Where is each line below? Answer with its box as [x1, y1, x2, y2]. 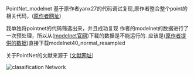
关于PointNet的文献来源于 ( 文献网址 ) [6, 52, 94, 58]
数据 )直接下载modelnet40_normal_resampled [16, 40, 125, 46]
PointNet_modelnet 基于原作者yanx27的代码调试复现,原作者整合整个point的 [6, 5, 188, 12]
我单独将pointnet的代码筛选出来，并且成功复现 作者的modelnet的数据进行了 [6, 25, 189, 32]
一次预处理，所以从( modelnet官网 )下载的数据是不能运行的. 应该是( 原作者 [6, 32, 182, 39]
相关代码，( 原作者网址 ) [6, 12, 62, 19]
